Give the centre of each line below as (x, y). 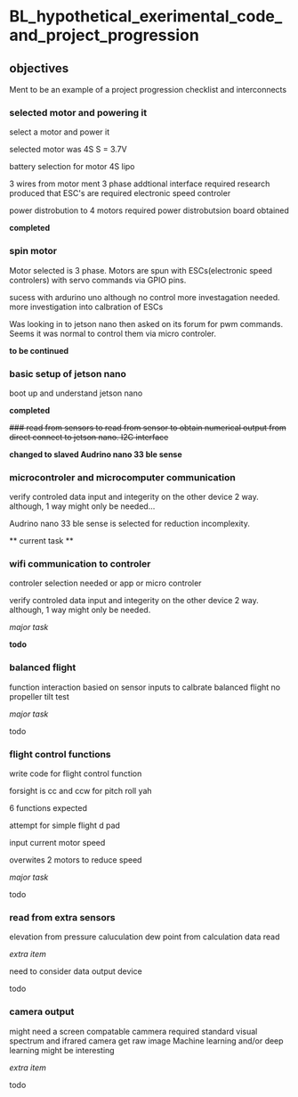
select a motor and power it (60, 132)
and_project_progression (105, 35)
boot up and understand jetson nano (76, 393)
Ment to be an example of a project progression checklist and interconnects (148, 90)
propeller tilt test (39, 696)
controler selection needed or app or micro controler (105, 583)
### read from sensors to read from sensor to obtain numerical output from (148, 427)
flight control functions (60, 754)
